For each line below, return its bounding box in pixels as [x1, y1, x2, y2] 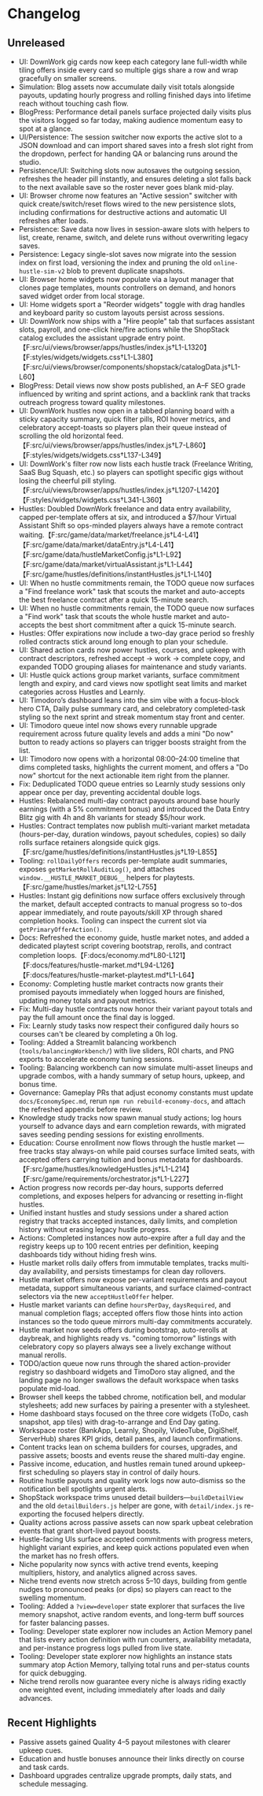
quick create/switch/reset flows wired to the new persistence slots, [18, 199, 236, 209]
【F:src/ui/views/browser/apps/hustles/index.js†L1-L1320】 [18, 343, 211, 351]
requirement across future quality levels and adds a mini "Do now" [18, 729, 234, 738]
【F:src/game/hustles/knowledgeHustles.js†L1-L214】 [18, 1164, 194, 1174]
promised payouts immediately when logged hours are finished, [18, 988, 225, 996]
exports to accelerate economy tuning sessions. [18, 1055, 174, 1063]
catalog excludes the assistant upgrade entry [18, 333, 166, 343]
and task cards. [18, 1762, 69, 1772]
